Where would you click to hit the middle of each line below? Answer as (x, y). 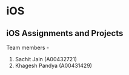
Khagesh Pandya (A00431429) (54, 65)
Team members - (28, 47)
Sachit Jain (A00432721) (46, 59)
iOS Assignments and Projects (65, 33)
